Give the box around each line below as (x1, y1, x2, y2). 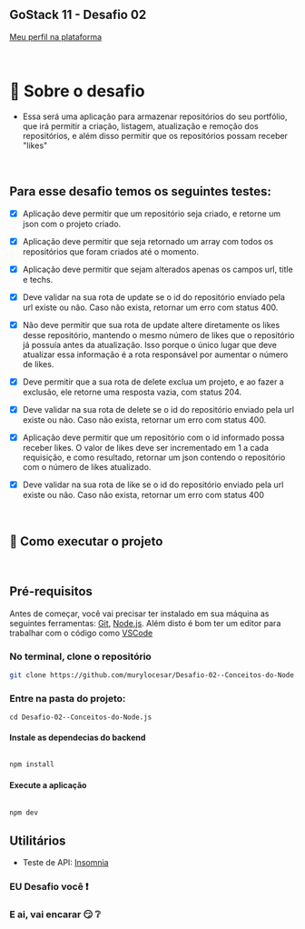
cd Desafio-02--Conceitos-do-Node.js (9, 713, 152, 722)
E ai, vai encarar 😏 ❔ (9, 908, 102, 921)
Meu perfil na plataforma (9, 31, 103, 42)
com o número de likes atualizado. (22, 462, 152, 473)
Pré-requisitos (9, 584, 93, 599)
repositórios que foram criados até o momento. (22, 245, 200, 257)
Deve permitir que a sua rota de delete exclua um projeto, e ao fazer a (22, 376, 284, 387)
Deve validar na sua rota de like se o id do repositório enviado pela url (22, 479, 284, 490)
